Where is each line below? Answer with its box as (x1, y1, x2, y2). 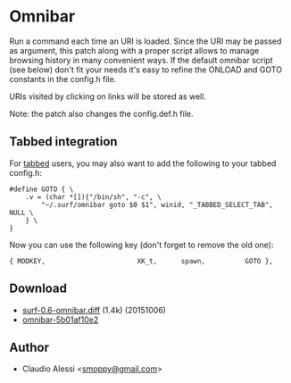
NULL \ (9, 208, 34, 217)
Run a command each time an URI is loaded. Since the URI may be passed (9, 36, 282, 46)
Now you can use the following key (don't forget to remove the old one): (9, 239, 274, 250)
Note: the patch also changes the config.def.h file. (9, 108, 194, 119)
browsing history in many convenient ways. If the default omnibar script (9, 54, 273, 65)
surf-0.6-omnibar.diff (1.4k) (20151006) (21, 304, 167, 315)
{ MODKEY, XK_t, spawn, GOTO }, (9, 256, 274, 265)
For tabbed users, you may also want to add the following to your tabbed (9, 158, 277, 169)
